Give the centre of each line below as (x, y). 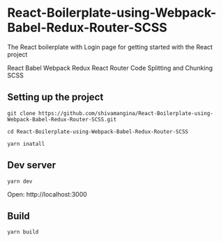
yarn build (23, 232)
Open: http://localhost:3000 (47, 194)
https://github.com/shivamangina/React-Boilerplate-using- (126, 113)
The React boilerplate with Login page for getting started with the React (110, 47)
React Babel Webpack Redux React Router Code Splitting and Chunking (110, 68)
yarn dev (20, 181)
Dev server (32, 165)
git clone (22, 113)
